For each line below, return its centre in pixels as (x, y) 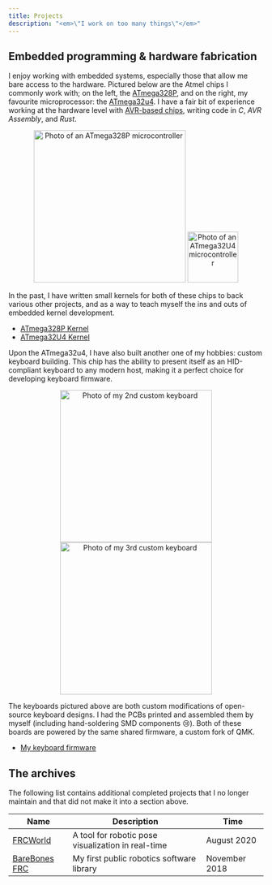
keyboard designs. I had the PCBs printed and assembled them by (144, 714)
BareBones (33, 859)
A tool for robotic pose (115, 835)
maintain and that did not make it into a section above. (98, 801)
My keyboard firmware (58, 748)
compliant (25, 370)
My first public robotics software (134, 859)
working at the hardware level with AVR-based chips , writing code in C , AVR (135, 110)
